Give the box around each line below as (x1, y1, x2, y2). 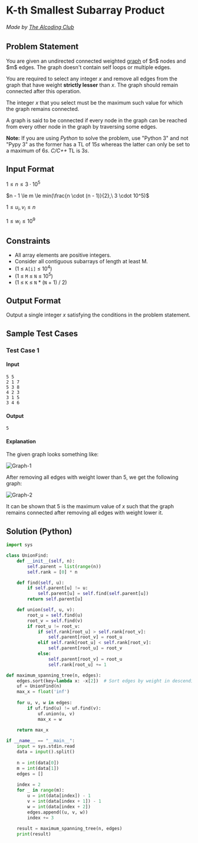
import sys (6, 542, 33, 548)
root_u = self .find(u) (27, 612, 83, 618)
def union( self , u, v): (16, 607, 75, 613)
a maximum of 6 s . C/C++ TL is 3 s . (6, 147, 90, 154)
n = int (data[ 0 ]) (16, 760, 60, 766)
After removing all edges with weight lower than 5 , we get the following (6, 473, 179, 481)
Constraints (6, 236, 51, 246)
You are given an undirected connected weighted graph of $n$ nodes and (6, 57, 186, 64)
